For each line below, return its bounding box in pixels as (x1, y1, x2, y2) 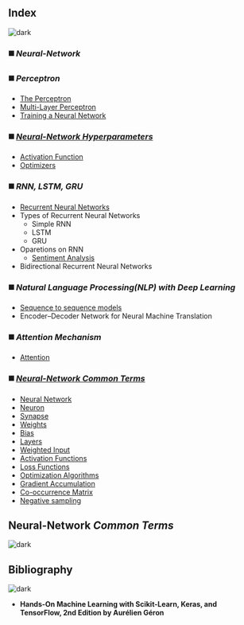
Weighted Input (19, 445, 70, 455)
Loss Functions (19, 462, 70, 471)
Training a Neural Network (19, 111, 107, 120)
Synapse (19, 411, 49, 420)
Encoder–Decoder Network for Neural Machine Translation (19, 311, 212, 321)
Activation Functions (19, 453, 87, 463)
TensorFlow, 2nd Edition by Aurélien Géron (19, 608, 165, 618)
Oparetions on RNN (19, 244, 83, 254)
